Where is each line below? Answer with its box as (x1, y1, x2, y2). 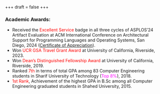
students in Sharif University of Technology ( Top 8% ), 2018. (12, 73, 132, 79)
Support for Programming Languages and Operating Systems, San (12, 37, 145, 43)
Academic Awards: (5, 16, 51, 23)
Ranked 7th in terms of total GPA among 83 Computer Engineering (12, 68, 145, 74)
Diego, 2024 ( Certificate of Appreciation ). (12, 42, 96, 48)
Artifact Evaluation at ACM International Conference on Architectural (12, 32, 149, 38)
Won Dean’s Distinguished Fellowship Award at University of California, (12, 58, 154, 64)
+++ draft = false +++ (5, 4, 49, 10)
